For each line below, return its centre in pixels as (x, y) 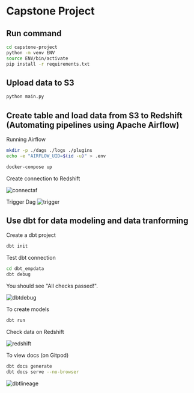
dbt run (16, 321)
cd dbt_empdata (25, 269)
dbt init (17, 246)
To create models (28, 309)
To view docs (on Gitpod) (38, 355)
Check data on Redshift (35, 332)
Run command (34, 33)
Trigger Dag (21, 202)
